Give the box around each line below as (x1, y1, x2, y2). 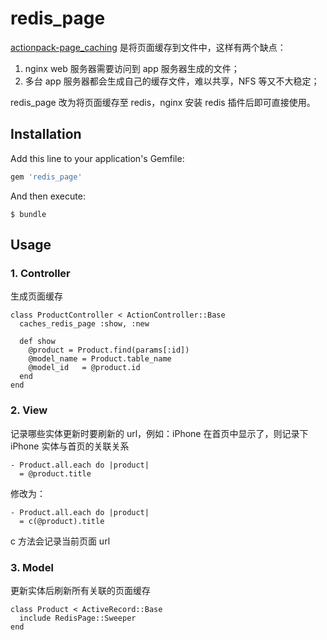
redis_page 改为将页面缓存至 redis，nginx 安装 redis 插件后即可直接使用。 (10, 96, 316, 108)
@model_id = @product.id (28, 363, 141, 373)
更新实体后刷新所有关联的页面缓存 (10, 584, 151, 596)
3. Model (10, 560, 54, 574)
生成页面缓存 (10, 290, 63, 302)
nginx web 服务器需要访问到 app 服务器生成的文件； (24, 62, 240, 74)
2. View (10, 403, 48, 417)
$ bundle (10, 209, 47, 219)
